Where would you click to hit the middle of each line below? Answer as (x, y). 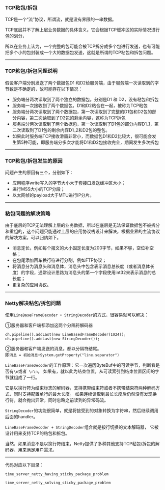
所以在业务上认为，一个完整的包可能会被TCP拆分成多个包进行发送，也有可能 (82, 46)
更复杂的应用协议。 (32, 285)
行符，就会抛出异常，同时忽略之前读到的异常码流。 (57, 400)
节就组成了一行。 (22, 378)
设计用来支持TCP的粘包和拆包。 (37, 434)
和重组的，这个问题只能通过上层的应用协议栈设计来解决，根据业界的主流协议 (82, 231)
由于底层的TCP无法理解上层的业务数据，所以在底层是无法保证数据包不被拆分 (82, 225)
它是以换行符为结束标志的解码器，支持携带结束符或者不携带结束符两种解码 (80, 388)
